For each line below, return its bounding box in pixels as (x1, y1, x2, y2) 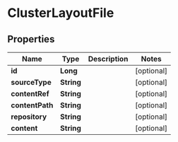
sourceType (11, 78, 52, 87)
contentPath (11, 100, 54, 110)
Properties (7, 33, 55, 45)
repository (11, 112, 47, 122)
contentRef (11, 89, 49, 98)
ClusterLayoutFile (7, 5, 114, 21)
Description (88, 54, 129, 64)
